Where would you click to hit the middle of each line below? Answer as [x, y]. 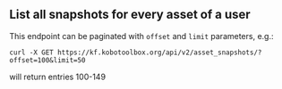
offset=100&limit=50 [48, 60]
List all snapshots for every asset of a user [130, 15]
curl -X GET [31, 53]
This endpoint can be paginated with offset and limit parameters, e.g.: [142, 36]
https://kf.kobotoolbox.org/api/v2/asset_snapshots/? [159, 53]
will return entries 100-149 [57, 77]
